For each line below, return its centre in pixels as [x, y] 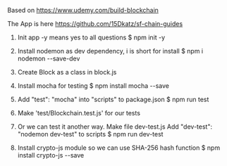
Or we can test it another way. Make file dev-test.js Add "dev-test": [115, 127]
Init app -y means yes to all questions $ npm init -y [91, 37]
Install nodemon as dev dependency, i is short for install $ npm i [110, 51]
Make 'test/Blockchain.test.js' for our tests [79, 113]
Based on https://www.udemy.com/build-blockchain [83, 10]
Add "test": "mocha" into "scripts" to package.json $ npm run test [113, 99]
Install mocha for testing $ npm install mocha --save [93, 86]
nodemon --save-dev [49, 58]
